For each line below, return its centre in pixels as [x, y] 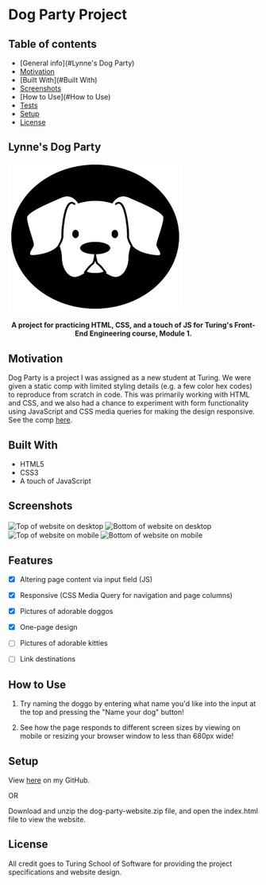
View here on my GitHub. [49, 780]
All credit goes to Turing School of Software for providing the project [120, 864]
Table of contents [52, 44]
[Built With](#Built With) [58, 80]
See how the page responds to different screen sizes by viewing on [130, 728]
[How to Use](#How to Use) [65, 97]
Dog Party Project [68, 15]
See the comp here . [40, 420]
